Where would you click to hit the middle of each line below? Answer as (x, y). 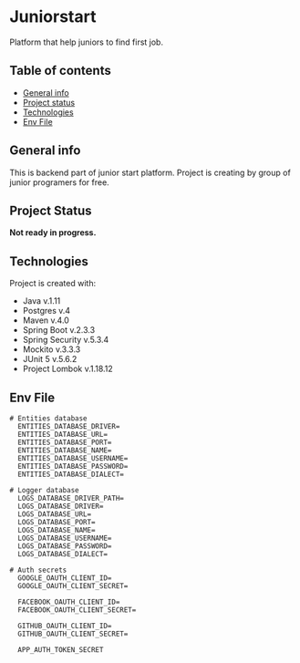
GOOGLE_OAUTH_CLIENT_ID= (65, 578)
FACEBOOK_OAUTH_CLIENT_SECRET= (77, 610)
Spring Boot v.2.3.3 (59, 330)
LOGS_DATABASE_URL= (55, 514)
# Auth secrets (38, 570)
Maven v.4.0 (46, 320)
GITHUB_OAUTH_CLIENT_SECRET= (73, 634)
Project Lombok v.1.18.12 (68, 369)
